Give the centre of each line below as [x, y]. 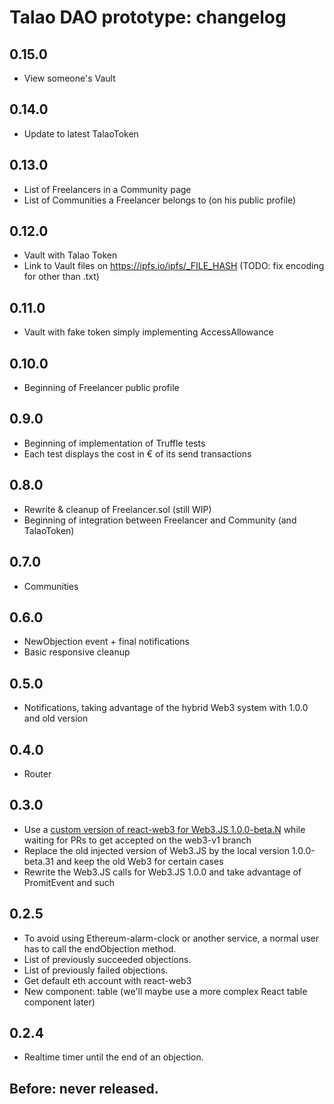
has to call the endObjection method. [100, 948]
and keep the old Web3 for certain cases [139, 861]
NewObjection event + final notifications [107, 642]
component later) [59, 1002]
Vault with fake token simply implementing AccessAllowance [148, 332]
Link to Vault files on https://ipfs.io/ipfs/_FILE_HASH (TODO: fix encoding [174, 266]
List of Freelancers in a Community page [107, 189]
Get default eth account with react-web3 [107, 980]
